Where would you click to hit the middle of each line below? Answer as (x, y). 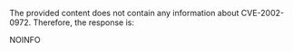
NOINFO (25, 40)
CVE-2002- (262, 13)
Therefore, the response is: (83, 22)
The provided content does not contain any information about (124, 13)
